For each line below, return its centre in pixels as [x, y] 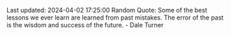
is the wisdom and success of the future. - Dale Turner [85, 25]
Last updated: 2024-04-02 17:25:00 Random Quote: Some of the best [107, 10]
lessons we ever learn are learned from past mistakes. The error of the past [115, 17]
